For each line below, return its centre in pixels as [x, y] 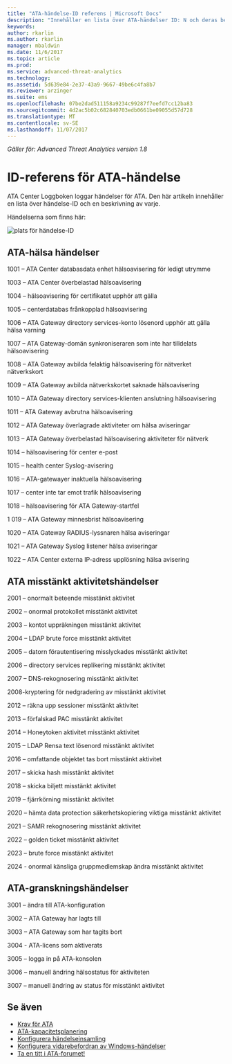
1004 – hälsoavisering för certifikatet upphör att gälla [82, 296]
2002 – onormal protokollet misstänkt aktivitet [72, 611]
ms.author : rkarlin [35, 39]
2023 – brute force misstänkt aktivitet [60, 853]
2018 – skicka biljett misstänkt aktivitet [61, 786]
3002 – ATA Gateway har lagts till [54, 918]
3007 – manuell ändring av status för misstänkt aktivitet [86, 985]
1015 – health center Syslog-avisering [60, 465]
